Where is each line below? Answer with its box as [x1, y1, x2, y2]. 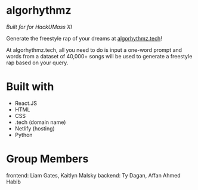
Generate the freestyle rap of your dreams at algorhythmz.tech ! [6, 35, 162, 42]
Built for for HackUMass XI [6, 23, 73, 30]
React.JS [14, 99, 38, 107]
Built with [6, 80, 54, 94]
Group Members [6, 152, 89, 166]
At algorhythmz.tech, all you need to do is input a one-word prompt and [6, 46, 182, 54]
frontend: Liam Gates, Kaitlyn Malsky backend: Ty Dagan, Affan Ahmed [6, 172, 181, 179]
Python [14, 131, 33, 138]
